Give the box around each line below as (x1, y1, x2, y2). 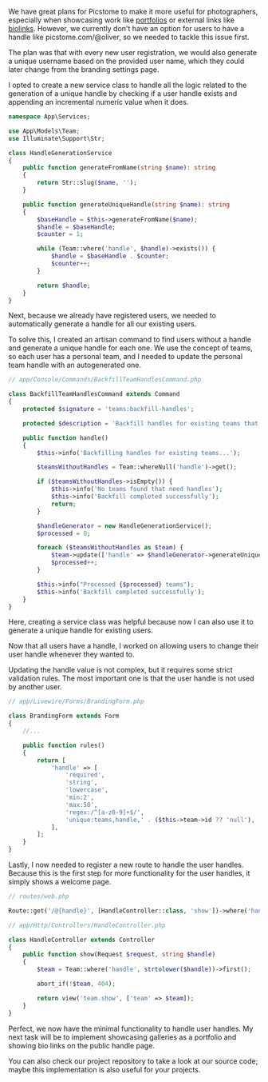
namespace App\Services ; (8, 113, 91, 121)
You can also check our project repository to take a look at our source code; (8, 1056, 258, 1066)
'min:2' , (65, 793, 94, 801)
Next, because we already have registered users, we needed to (8, 311, 217, 321)
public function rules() (22, 741, 105, 749)
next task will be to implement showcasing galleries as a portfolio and (8, 1032, 237, 1042)
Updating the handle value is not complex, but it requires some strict (8, 665, 233, 675)
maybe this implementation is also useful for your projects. (8, 1064, 201, 1074)
